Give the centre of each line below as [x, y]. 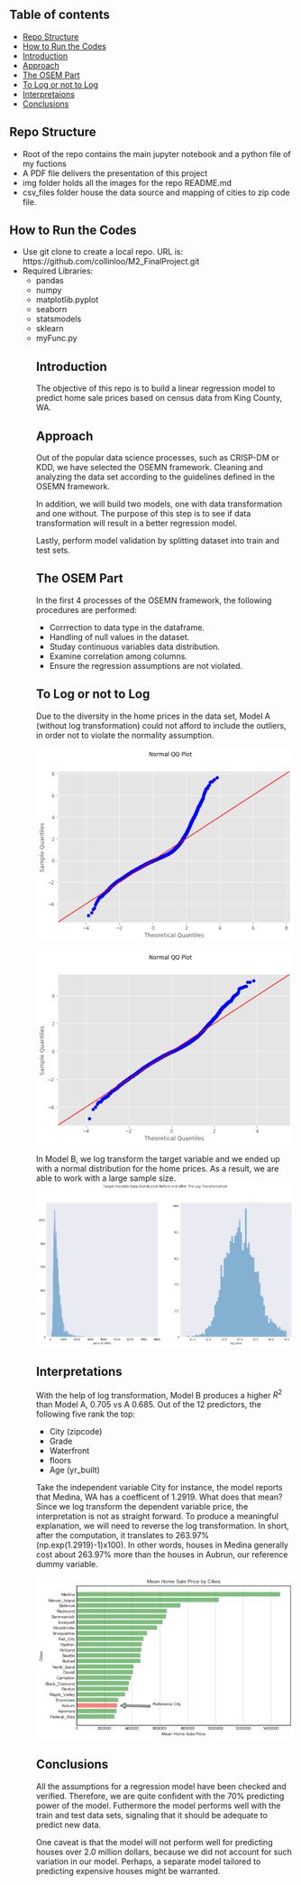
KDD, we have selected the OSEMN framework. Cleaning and [150, 468]
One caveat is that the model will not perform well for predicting [154, 1842]
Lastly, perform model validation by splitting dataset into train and [157, 541]
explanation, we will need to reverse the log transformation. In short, [163, 1526]
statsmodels [59, 319]
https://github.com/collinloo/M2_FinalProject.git [111, 262]
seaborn [51, 310]
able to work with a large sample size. [106, 1178]
